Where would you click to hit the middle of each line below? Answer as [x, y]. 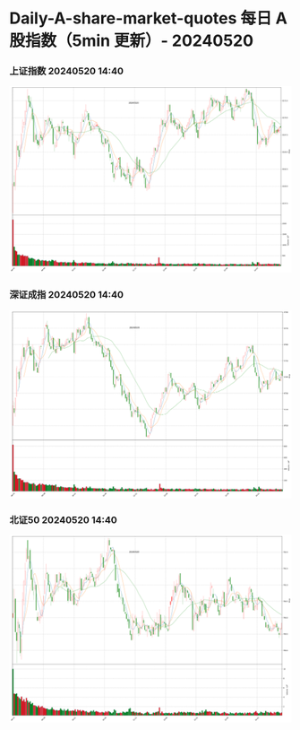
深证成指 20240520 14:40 [66, 295]
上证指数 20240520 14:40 [66, 71]
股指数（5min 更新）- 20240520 [131, 41]
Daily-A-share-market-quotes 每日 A [149, 18]
